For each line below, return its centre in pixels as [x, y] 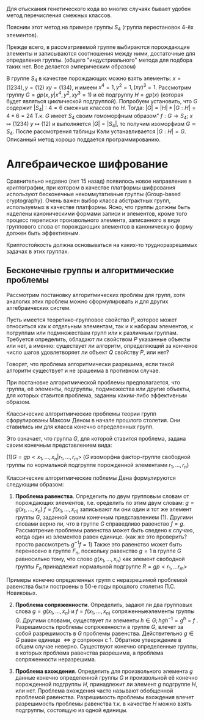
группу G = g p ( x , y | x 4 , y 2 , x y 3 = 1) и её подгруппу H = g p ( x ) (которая [95, 94]
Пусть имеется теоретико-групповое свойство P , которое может [92, 320]
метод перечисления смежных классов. [59, 15]
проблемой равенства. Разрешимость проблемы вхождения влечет [104, 697]
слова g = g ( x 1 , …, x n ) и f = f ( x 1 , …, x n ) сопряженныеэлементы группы [105, 612]
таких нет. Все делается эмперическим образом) [71, 66]
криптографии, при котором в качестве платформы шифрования [91, 188]
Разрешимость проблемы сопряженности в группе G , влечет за [99, 626]
